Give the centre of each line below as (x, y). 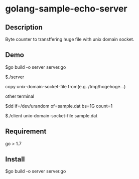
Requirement (26, 132)
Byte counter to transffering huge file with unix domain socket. (70, 39)
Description (24, 27)
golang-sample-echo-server (66, 9)
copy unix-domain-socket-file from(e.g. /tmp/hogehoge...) (65, 86)
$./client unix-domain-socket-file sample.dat (51, 115)
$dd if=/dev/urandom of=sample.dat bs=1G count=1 (59, 106)
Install (15, 159)
